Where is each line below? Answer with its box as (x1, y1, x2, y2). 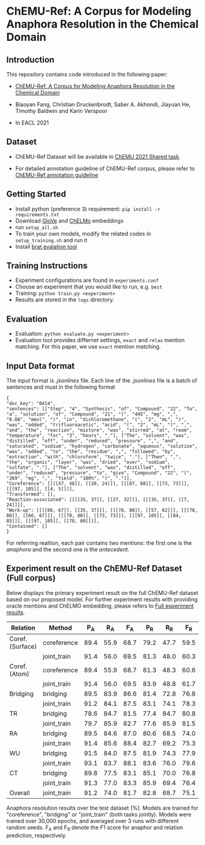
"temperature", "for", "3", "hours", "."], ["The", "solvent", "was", (6, 433, 190, 439)
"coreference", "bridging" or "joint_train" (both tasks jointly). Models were (6, 811, 192, 818)
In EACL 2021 (15, 119, 49, 126)
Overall (9, 789, 30, 797)
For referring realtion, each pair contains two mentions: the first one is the (6, 539, 192, 547)
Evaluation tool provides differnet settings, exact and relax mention (15, 337, 185, 344)
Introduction (6, 54, 55, 65)
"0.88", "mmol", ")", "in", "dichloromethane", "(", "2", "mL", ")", (6, 417, 187, 423)
